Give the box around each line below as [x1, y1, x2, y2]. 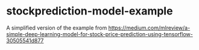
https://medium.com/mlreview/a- [108, 24, 191, 31]
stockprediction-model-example [6, 4, 173, 18]
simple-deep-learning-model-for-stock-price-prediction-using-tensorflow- [6, 30, 193, 37]
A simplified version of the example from [6, 24, 107, 31]
